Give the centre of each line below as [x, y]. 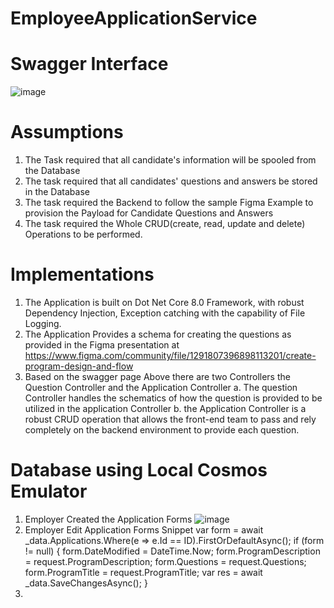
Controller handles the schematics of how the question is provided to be [173, 398]
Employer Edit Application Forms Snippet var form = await [144, 529]
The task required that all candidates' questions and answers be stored [171, 181]
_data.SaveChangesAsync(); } [86, 583]
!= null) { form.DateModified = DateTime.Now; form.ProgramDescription [172, 551]
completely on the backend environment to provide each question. [162, 430]
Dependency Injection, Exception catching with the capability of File [165, 313]
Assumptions [67, 132]
